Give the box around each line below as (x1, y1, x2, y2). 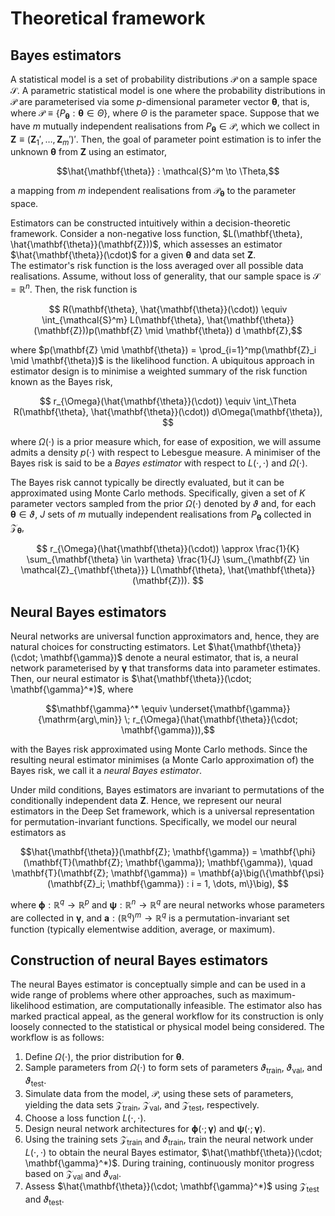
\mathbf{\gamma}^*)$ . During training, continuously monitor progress (24, 1157, 315, 1169)
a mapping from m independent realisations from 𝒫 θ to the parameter (10, 185, 297, 199)
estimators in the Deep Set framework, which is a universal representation (10, 805, 315, 817)
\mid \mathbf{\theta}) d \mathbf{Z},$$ (144, 324, 303, 336)
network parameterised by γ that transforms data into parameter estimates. (10, 662, 321, 674)
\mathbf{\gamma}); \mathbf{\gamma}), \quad (124, 857, 313, 869)
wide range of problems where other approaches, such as (10, 989, 250, 1001)
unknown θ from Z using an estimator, (10, 146, 167, 158)
